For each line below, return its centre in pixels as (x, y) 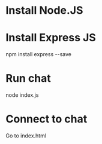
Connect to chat (46, 119)
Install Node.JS (44, 10)
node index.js (22, 95)
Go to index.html (26, 136)
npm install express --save (38, 54)
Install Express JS (51, 38)
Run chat (28, 79)
